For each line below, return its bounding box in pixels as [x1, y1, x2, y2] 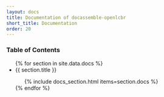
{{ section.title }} [15, 66, 56, 73]
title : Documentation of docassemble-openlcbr [6, 15, 126, 21]
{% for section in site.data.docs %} [15, 59, 103, 67]
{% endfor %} [15, 84, 50, 92]
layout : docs [6, 8, 39, 15]
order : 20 [6, 25, 32, 32]
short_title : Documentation [6, 20, 78, 26]
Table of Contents [6, 46, 61, 55]
